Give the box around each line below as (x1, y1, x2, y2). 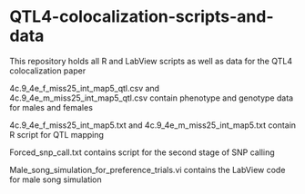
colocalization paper (9, 65, 86, 76)
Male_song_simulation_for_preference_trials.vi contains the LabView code (9, 164, 286, 175)
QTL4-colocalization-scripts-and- (9, 6, 275, 27)
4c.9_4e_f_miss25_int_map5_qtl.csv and (9, 82, 160, 93)
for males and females (9, 102, 94, 112)
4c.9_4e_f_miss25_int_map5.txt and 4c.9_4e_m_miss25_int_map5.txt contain (9, 120, 297, 131)
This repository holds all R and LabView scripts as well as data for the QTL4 (9, 55, 293, 66)
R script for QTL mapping (9, 129, 105, 140)
